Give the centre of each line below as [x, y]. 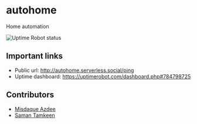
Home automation [28, 26]
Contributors [30, 95]
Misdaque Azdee [35, 109]
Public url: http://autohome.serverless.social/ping [74, 70]
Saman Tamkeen [35, 115]
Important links [35, 56]
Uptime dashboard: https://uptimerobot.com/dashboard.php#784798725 [103, 76]
